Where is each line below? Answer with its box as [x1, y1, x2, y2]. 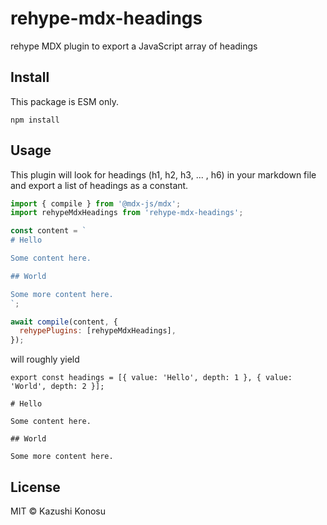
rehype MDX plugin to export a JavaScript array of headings [10, 40, 258, 52]
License [10, 478, 61, 496]
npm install [10, 115, 60, 125]
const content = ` [10, 226, 87, 236]
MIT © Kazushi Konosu [10, 505, 106, 517]
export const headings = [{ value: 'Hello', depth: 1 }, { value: [10, 373, 293, 383]
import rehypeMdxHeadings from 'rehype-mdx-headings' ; [10, 208, 244, 218]
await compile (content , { [10, 317, 118, 327]
